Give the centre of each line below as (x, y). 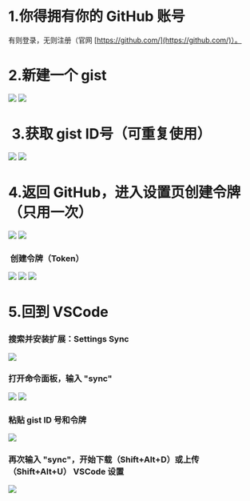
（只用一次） (51, 212)
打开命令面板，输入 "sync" (60, 379)
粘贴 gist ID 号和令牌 (48, 419)
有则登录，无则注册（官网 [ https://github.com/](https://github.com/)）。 (125, 40)
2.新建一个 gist (58, 76)
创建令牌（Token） (47, 259)
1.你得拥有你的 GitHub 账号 (97, 16)
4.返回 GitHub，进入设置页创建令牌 (125, 192)
